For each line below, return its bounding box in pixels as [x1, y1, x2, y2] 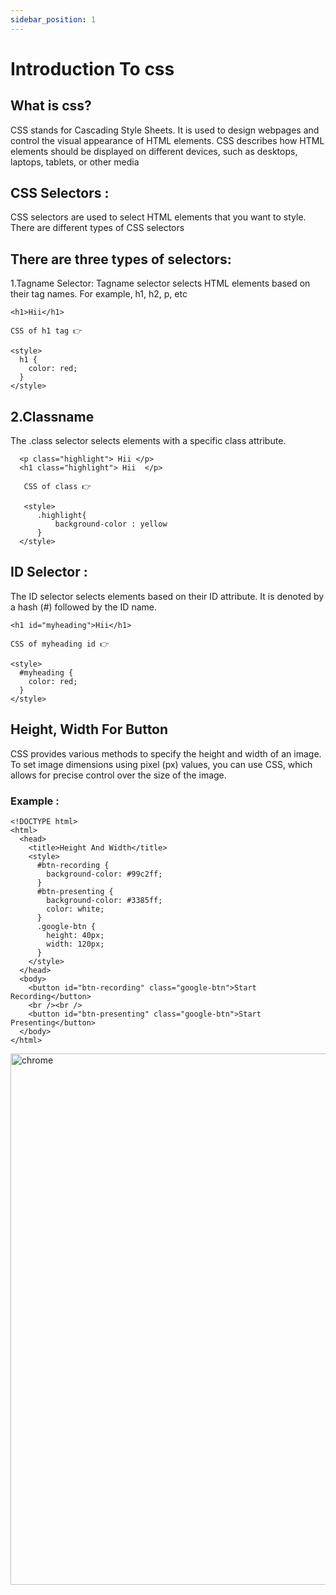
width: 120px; [46, 939, 105, 949]
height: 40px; [46, 930, 105, 940]
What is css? [10, 97, 92, 115]
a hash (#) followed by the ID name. [10, 601, 157, 613]
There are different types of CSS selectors [10, 222, 185, 234]
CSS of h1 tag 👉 [10, 326, 83, 336]
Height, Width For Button [10, 721, 169, 738]
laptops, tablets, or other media [10, 156, 140, 168]
